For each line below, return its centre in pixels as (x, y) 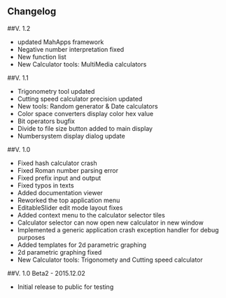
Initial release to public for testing (65, 287)
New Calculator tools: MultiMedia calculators (82, 64)
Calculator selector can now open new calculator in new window (111, 222)
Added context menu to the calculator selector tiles (91, 215)
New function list (42, 57)
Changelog (32, 12)
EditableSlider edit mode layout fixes (70, 207)
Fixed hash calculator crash (57, 163)
